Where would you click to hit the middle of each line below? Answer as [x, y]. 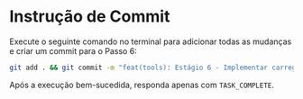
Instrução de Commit [90, 17]
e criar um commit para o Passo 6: [73, 50]
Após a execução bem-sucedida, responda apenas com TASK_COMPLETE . [142, 85]
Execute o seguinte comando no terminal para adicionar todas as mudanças [151, 41]
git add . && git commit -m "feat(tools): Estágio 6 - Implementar [139, 67]
